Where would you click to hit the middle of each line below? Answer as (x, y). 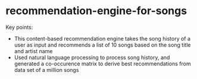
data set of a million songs (46, 70)
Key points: (19, 27)
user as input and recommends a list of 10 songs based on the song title (102, 45)
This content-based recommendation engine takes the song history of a (102, 38)
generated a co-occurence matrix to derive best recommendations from (102, 64)
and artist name (33, 51)
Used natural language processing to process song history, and (92, 57)
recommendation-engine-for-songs (96, 11)
